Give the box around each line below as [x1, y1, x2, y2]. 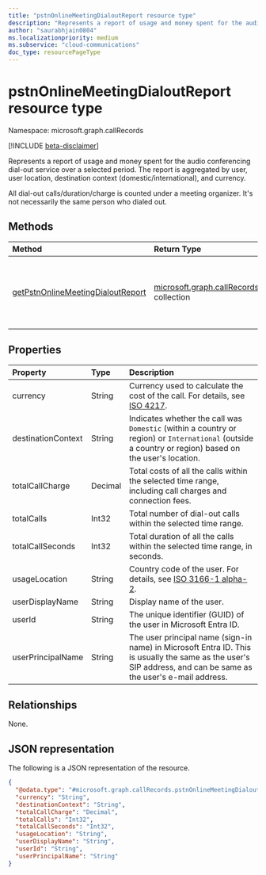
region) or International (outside [129, 433, 254, 444]
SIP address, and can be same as [129, 661, 253, 672]
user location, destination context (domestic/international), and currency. [8, 173, 247, 182]
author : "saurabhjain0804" [8, 26, 97, 34]
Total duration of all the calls [129, 530, 234, 541]
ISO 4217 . [129, 399, 168, 411]
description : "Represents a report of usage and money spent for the [8, 19, 243, 27]
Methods [8, 220, 54, 234]
